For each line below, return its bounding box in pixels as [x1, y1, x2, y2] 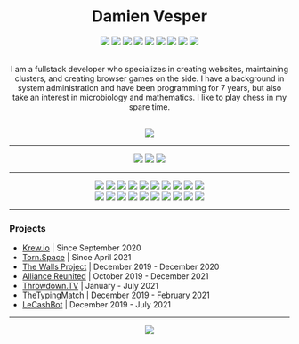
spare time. [128, 101, 171, 112]
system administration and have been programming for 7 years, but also [17, 82, 282, 93]
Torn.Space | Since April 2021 [21, 252, 132, 263]
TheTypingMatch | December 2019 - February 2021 [21, 290, 211, 300]
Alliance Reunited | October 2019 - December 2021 [21, 271, 209, 282]
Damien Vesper [92, 6, 207, 27]
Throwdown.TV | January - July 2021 [21, 281, 158, 291]
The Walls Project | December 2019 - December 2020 [21, 261, 220, 273]
